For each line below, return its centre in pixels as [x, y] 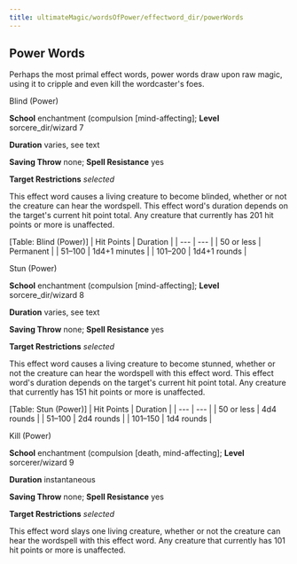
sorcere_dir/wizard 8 [47, 295]
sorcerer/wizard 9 [42, 463]
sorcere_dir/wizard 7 [47, 128]
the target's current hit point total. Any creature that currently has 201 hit [141, 215]
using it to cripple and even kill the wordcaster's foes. [107, 84]
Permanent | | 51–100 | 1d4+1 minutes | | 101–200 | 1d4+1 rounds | [128, 251]
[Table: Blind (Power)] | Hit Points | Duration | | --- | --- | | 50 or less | [135, 242]
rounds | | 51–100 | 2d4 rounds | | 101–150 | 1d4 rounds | [111, 419]
